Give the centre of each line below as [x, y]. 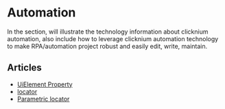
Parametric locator [43, 99]
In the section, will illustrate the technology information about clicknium [108, 32]
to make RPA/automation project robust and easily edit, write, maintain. [107, 46]
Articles [25, 68]
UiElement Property [45, 84]
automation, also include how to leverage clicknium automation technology [113, 38]
